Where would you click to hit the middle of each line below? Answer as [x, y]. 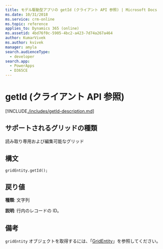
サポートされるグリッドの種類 [51, 128]
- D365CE [19, 71]
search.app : [17, 61]
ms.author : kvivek [24, 43]
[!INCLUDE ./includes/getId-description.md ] [50, 111]
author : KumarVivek [25, 38]
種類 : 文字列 [17, 200]
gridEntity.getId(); [27, 170]
